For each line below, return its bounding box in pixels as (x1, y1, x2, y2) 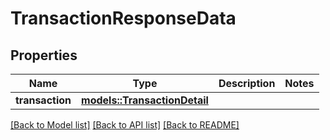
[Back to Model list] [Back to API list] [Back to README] (10, 119, 240, 131)
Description (218, 77, 276, 90)
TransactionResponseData (10, 7, 237, 30)
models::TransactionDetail (81, 93, 209, 107)
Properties (10, 47, 78, 64)
